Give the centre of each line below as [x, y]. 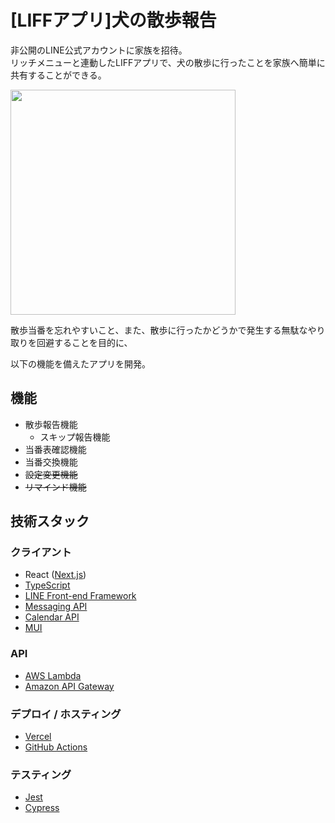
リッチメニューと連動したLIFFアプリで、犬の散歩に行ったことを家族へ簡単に [168, 62]
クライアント [41, 553]
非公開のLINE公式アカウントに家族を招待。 [99, 50]
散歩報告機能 [51, 424]
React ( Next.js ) [55, 575]
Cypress [42, 808]
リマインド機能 [55, 487]
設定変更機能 [51, 474]
